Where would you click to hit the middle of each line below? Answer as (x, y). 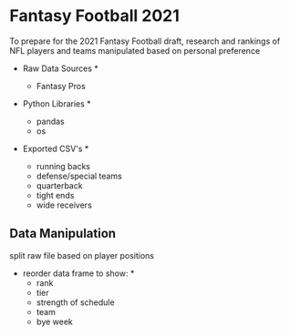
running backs (63, 166)
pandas (51, 121)
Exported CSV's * (56, 148)
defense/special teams (79, 176)
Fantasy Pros (61, 86)
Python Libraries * (57, 103)
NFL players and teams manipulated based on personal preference (135, 50)
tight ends (55, 195)
